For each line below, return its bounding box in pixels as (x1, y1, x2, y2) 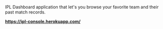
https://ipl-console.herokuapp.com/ (5, 19, 81, 24)
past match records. (5, 9, 46, 15)
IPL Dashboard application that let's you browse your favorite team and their (5, 4, 159, 10)
